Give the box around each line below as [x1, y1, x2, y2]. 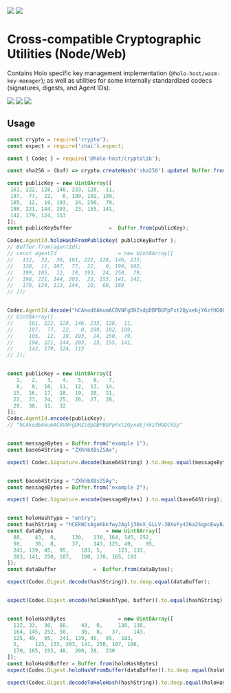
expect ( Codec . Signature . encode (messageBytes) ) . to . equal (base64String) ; [7, 496, 223, 503]
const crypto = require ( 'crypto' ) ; [7, 136, 109, 143]
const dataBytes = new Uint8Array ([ [7, 528, 162, 534]
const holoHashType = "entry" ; [7, 514, 97, 522]
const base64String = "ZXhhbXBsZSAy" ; [7, 477, 118, 484]
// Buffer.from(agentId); [7, 243, 81, 251]
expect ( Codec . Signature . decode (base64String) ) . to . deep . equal [7, 459, 192, 465]
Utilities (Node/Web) [7, 46, 127, 62]
